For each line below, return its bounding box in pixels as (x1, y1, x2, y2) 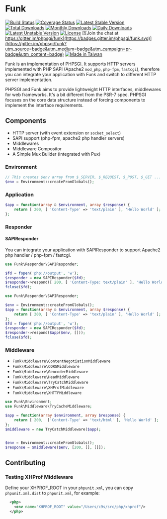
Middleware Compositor (12, 145, 62, 152)
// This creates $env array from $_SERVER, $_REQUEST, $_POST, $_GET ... (5, 175, 162, 180)
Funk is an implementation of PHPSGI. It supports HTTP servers (5, 61, 136, 67)
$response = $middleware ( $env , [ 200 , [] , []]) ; (5, 445, 106, 450)
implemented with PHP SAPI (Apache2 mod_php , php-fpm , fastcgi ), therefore (5, 66, 160, 72)
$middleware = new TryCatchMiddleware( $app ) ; (5, 426, 101, 432)
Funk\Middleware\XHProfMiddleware (12, 385, 84, 391)
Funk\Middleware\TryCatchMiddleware (12, 380, 88, 385)
